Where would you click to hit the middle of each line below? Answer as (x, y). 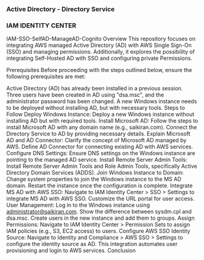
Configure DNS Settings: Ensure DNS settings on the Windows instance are (101, 153)
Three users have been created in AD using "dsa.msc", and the (85, 95)
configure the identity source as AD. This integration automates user (92, 244)
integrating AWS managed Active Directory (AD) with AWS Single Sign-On (99, 45)
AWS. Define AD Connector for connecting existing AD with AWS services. (100, 147)
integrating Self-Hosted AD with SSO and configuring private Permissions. (100, 58)
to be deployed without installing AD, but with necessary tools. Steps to (96, 108)
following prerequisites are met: (46, 77)
